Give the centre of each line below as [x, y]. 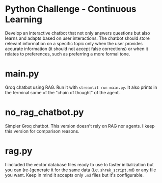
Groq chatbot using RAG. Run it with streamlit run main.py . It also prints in [81, 87]
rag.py [19, 151]
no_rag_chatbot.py [45, 113]
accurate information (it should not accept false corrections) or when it [77, 49]
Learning [24, 19]
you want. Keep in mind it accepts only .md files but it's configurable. [74, 175]
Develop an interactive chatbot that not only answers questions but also [78, 33]
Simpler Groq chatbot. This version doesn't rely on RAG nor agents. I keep [80, 126]
